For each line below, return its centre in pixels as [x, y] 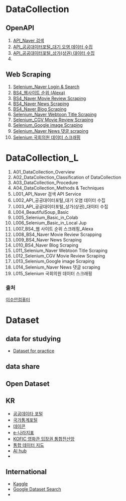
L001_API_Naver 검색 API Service [47, 194]
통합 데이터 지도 [28, 445]
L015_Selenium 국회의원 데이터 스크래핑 [52, 273]
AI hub [20, 451]
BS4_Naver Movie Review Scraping [49, 98]
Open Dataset [28, 384]
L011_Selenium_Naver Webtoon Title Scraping [60, 251]
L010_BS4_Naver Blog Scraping [45, 245]
